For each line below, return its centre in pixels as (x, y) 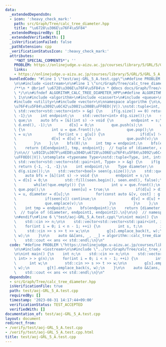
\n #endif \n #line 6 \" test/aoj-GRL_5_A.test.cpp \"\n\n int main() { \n (86, 217)
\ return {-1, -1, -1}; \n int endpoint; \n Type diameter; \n (84, 167)
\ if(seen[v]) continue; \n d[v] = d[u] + (87, 199)
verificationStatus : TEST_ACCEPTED (46, 305)
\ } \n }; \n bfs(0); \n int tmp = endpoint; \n (78, 144)
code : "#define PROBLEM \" (37, 245)
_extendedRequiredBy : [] (35, 33)
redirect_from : (21, 323)
